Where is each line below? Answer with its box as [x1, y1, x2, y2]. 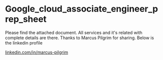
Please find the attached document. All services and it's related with [5, 30, 143, 35]
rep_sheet [5, 14, 47, 25]
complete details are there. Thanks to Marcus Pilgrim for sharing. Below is [5, 35, 154, 41]
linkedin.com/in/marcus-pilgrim [5, 49, 69, 55]
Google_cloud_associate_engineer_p [5, 3, 158, 15]
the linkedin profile [5, 40, 43, 45]
